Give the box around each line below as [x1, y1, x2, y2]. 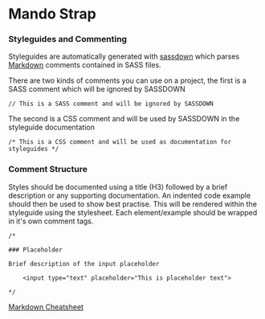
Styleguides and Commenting [8, 34, 127, 45]
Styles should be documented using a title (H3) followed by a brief [8, 182, 228, 191]
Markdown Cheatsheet [8, 302, 84, 312]
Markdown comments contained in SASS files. [8, 60, 162, 70]
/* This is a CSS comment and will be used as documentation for [8, 138, 231, 146]
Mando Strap [8, 5, 96, 23]
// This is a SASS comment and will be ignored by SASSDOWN [8, 100, 214, 108]
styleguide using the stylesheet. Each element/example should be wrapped [8, 207, 258, 217]
